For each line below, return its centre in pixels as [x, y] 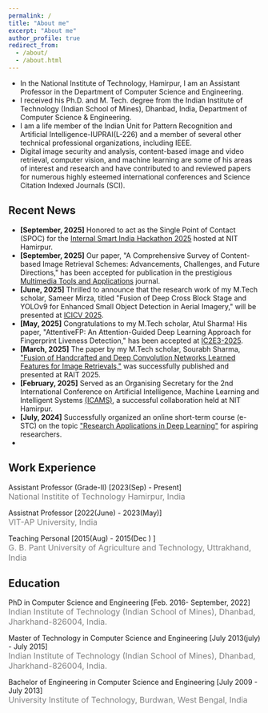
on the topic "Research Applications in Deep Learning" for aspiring [148, 425]
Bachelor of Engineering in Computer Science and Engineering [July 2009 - [133, 683]
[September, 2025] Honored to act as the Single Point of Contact [128, 230]
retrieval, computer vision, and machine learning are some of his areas [136, 159]
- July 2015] [28, 647]
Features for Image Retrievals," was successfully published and [124, 366]
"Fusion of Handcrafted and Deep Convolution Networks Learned [128, 357]
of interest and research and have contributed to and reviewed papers [135, 168]
